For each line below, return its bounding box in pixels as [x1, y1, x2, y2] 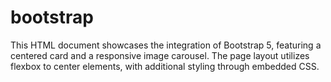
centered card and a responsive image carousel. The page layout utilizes [10, 49, 310, 61]
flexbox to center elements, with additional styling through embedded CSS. [10, 60, 320, 72]
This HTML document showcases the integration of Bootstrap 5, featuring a [10, 39, 322, 51]
